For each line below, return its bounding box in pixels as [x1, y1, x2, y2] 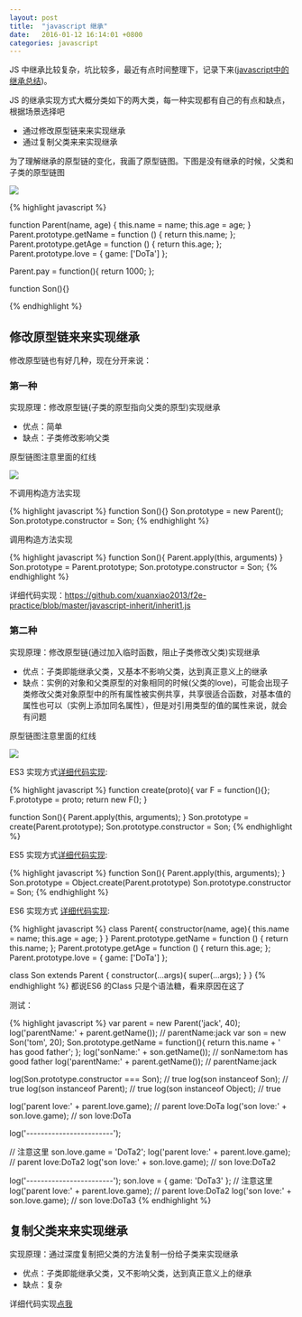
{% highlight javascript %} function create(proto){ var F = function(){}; [9, 784, 270, 795]
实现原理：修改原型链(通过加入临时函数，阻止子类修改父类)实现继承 [9, 647, 261, 658]
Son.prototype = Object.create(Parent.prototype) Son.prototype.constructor [9, 877, 291, 888]
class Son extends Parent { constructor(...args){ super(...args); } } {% [9, 969, 266, 980]
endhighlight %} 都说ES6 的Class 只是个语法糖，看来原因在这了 [9, 980, 245, 991]
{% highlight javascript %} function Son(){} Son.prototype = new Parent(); [9, 506, 284, 517]
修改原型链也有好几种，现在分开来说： [9, 355, 151, 366]
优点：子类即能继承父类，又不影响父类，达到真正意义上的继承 [22, 1268, 252, 1279]
